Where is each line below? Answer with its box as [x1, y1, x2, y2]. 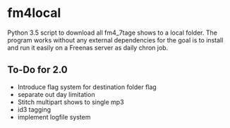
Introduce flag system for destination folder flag [17, 83, 157, 91]
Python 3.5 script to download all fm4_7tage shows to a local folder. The [7, 28, 217, 37]
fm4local [7, 5, 61, 21]
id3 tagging [17, 105, 52, 114]
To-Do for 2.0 [7, 64, 68, 76]
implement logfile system [17, 112, 91, 121]
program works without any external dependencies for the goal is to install [7, 35, 224, 44]
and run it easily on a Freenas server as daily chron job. [7, 43, 169, 52]
